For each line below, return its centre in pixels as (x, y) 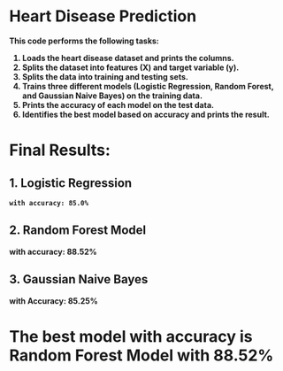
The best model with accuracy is (131, 336)
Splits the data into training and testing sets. (105, 76)
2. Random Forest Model (78, 231)
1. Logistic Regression (71, 183)
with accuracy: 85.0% (49, 203)
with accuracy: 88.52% (53, 251)
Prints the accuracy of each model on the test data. (118, 104)
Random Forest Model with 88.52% (141, 355)
